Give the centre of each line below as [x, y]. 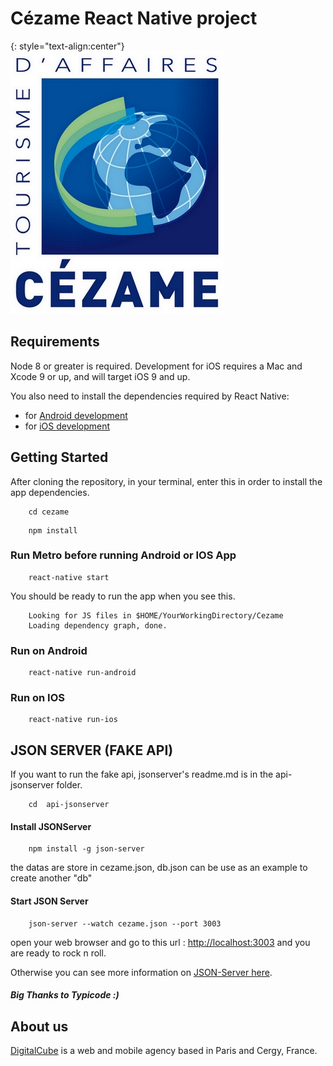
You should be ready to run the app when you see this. [123, 596]
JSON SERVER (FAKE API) [92, 750]
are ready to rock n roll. [58, 953]
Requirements [55, 342]
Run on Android [49, 650]
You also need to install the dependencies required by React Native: [150, 396]
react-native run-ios [73, 720]
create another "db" [51, 878]
